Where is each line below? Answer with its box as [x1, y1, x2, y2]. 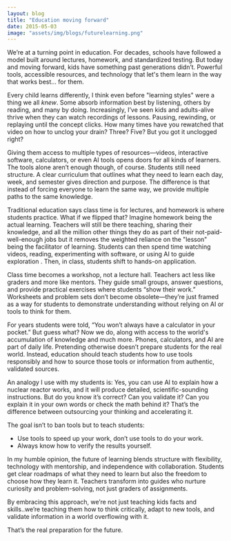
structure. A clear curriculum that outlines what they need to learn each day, [7, 171, 224, 179]
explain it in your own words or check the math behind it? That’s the [7, 400, 199, 408]
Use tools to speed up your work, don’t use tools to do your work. [17, 435, 204, 443]
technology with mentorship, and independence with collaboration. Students [7, 462, 224, 471]
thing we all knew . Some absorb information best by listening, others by [7, 98, 211, 107]
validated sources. [7, 365, 60, 373]
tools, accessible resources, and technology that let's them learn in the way [7, 70, 222, 79]
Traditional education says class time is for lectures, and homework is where [7, 206, 225, 214]
